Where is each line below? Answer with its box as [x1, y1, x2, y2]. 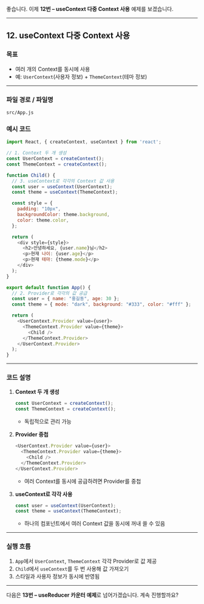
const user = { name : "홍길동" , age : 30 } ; [12, 296, 120, 302]
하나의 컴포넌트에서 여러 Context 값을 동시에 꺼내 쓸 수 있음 [24, 520, 166, 527]
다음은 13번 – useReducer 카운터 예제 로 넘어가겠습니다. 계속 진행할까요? [6, 591, 179, 599]
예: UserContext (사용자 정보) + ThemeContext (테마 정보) [15, 72, 148, 80]
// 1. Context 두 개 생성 [6, 150, 67, 156]
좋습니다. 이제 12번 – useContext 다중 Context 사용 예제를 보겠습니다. [6, 5, 174, 12]
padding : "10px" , [17, 206, 61, 212]
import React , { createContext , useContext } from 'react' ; [6, 139, 162, 145]
